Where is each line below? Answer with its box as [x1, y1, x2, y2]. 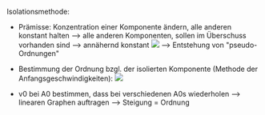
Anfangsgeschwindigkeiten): [18, 73, 113, 83]
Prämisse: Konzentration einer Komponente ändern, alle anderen [18, 22, 232, 31]
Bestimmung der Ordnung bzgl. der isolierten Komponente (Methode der [18, 64, 259, 73]
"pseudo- [225, 40, 258, 50]
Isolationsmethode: [6, 7, 70, 16]
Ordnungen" [18, 49, 60, 58]
